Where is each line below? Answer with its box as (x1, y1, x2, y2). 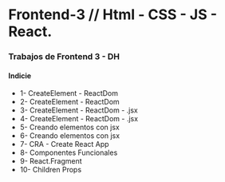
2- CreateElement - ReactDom (19, 97, 120, 107)
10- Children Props (19, 165, 82, 175)
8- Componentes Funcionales (19, 148, 118, 157)
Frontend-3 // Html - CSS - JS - (8, 6, 218, 24)
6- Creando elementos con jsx (19, 131, 120, 140)
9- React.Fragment (19, 156, 82, 166)
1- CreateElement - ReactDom (19, 89, 118, 98)
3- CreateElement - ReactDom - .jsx (19, 105, 138, 115)
